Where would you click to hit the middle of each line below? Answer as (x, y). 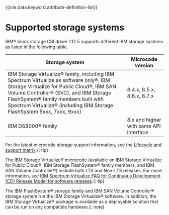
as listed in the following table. (37, 47)
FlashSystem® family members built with (56, 99)
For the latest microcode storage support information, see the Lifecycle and (83, 145)
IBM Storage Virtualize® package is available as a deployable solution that (82, 201)
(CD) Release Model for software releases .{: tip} (55, 181)
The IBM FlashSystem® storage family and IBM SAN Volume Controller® (80, 191)
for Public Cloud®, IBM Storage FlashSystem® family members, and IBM (80, 165)
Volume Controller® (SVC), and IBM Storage (60, 92)
